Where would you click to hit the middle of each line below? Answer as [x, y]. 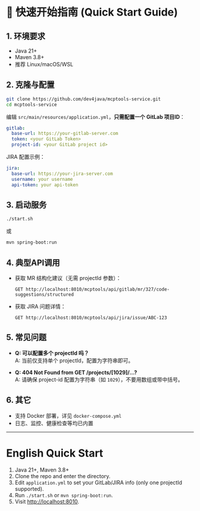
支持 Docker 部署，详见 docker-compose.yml [68, 415]
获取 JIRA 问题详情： [40, 306]
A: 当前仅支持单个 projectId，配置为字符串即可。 [74, 360]
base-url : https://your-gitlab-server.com [65, 134]
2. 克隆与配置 [30, 85]
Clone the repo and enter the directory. [62, 476]
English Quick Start [55, 453]
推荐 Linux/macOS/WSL [44, 64]
